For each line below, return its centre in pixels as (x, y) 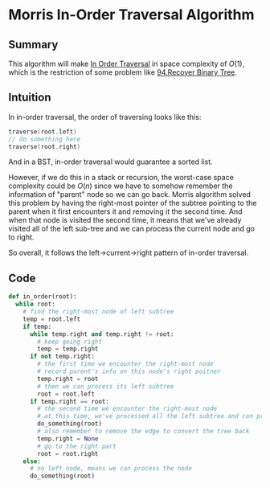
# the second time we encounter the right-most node (127, 409)
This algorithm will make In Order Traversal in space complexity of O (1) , (127, 64)
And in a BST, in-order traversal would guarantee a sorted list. (110, 162)
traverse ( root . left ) (43, 131)
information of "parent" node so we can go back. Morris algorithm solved (130, 195)
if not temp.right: (62, 357)
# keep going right (70, 342)
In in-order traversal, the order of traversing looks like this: (105, 117)
